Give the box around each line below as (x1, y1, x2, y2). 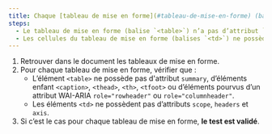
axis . (32, 108, 50, 118)
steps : (8, 19, 31, 27)
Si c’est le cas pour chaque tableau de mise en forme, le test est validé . (19, 116, 260, 126)
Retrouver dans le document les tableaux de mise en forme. (19, 57, 220, 66)
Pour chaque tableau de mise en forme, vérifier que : (19, 65, 197, 75)
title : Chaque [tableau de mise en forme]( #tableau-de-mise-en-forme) (8, 11, 252, 20)
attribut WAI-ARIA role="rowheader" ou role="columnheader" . (32, 90, 235, 101)
